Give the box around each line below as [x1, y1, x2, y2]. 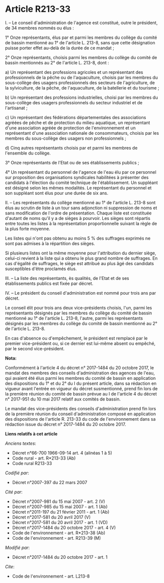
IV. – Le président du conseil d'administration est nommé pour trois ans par [5, 290, 156, 296]
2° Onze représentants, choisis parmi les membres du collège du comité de [5, 54, 158, 60]
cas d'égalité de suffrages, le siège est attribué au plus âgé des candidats [5, 260, 154, 266]
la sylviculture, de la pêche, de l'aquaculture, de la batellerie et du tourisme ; [5, 85, 160, 91]
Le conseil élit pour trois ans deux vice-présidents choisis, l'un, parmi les [5, 305, 152, 310]
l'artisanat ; [5, 105, 28, 111]
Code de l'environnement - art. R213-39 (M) [12, 535, 101, 541]
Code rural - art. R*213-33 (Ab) [12, 455, 76, 461]
